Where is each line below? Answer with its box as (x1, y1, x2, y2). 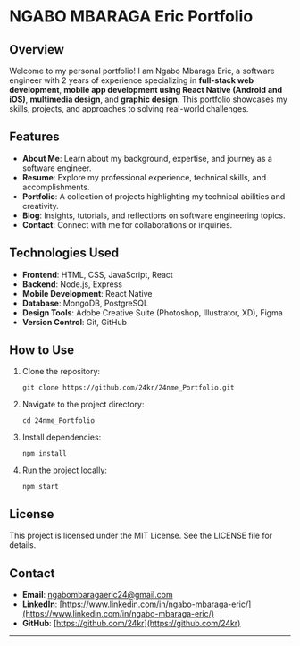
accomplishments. (21, 181, 90, 192)
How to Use (9, 342, 75, 358)
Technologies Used (9, 246, 119, 261)
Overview (9, 42, 65, 57)
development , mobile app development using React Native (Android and (9, 85, 283, 95)
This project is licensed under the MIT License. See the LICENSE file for (9, 530, 273, 541)
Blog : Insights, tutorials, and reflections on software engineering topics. (21, 210, 286, 221)
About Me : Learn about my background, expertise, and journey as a (21, 153, 272, 164)
